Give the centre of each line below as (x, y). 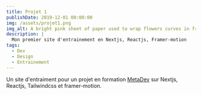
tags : (13, 46)
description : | (25, 34)
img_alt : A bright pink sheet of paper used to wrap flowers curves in (98, 29)
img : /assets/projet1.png (38, 23)
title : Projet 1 (26, 12)
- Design (23, 57)
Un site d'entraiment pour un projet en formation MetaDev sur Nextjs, (92, 79)
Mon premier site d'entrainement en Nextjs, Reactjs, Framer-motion (99, 40)
